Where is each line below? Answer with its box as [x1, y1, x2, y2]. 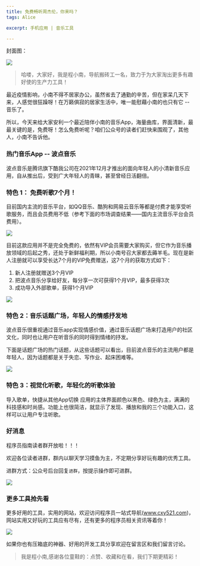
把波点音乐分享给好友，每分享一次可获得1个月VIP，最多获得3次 [14, 276, 170, 283]
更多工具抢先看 [6, 495, 49, 503]
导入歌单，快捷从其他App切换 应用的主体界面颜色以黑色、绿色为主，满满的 [6, 396, 190, 403]
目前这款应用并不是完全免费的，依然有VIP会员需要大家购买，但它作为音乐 [6, 242, 187, 249]
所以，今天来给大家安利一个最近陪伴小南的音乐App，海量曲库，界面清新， [6, 118, 189, 126]
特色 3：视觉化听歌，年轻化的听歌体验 [6, 381, 115, 390]
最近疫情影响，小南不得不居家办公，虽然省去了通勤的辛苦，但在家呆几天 [6, 91, 183, 98]
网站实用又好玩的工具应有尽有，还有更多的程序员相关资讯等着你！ [6, 517, 168, 524]
